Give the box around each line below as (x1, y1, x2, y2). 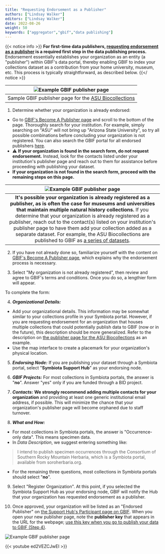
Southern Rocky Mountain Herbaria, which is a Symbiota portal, (17, 454, 146, 460)
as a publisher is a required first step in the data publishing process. (5, 49, 147, 54)
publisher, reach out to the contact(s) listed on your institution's (9, 219, 156, 225)
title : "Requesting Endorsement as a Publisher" (5, 7, 107, 12)
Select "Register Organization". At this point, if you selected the (12, 484, 140, 489)
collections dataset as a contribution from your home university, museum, (5, 64, 154, 70)
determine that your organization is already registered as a (15, 212, 150, 219)
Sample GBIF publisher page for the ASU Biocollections (7, 95, 135, 101)
